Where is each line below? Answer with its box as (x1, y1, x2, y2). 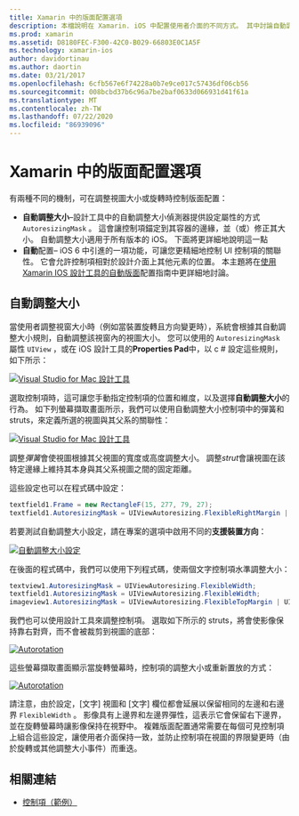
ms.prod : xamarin (9, 29, 74, 38)
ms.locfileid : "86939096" (9, 121, 105, 130)
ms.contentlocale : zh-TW (9, 104, 101, 113)
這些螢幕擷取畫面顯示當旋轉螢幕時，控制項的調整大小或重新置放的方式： (9, 662, 274, 673)
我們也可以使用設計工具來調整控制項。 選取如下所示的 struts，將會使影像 (9, 615, 277, 626)
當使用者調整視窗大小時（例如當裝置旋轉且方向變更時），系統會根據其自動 (9, 321, 279, 332)
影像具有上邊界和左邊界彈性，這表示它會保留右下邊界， (83, 709, 287, 721)
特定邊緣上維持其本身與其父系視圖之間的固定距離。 (9, 464, 197, 474)
